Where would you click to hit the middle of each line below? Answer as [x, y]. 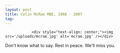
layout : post [18, 10]
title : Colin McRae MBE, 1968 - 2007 [44, 14]
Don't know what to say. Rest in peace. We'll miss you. [60, 46]
